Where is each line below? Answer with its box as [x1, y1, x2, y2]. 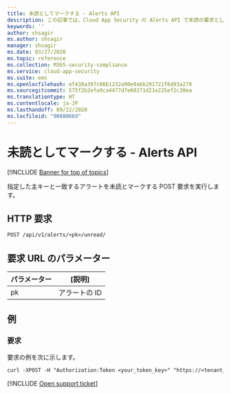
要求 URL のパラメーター [7, 253, 111, 264]
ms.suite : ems [7, 74, 48, 81]
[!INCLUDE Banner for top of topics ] [7, 168, 109, 176]
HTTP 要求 [7, 213, 53, 224]
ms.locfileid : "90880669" [7, 112, 81, 119]
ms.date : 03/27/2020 [7, 49, 67, 56]
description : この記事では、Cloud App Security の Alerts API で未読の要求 [7, 17, 214, 23]
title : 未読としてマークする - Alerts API [7, 10, 120, 17]
